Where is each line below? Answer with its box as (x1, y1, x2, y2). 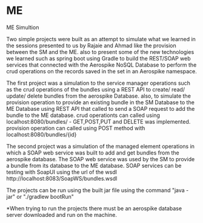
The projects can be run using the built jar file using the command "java (6, 186, 185, 194)
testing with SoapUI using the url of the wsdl (6, 168, 117, 176)
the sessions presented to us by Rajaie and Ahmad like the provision (6, 42, 177, 49)
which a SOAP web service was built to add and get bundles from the (6, 149, 180, 156)
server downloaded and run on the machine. (6, 211, 117, 218)
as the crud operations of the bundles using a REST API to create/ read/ (6, 85, 185, 93)
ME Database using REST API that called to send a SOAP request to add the (6, 105, 195, 112)
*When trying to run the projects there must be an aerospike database (6, 204, 182, 212)
